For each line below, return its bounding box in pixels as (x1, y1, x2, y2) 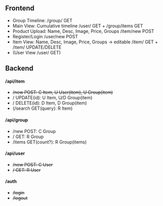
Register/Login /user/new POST (12, 33, 78, 39)
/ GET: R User (12, 167, 41, 173)
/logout (12, 195, 28, 201)
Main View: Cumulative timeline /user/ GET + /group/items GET (12, 23, 143, 29)
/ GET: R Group (12, 133, 44, 140)
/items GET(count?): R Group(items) (12, 139, 87, 145)
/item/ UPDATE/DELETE (12, 44, 62, 50)
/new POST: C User (12, 161, 53, 168)
